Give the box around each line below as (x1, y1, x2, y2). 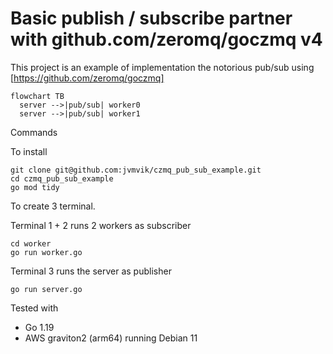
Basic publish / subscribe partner (10, 7, 293, 30)
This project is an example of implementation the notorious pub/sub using (10, 61, 315, 73)
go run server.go (10, 284, 83, 294)
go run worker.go (10, 247, 83, 257)
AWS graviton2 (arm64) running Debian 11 (24, 332, 198, 344)
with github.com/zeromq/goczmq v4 (10, 28, 323, 51)
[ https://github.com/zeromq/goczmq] (10, 72, 165, 84)
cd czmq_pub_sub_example (10, 173, 114, 184)
